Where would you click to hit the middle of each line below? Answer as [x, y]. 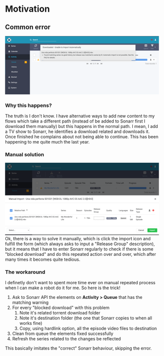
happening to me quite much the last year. [47, 142]
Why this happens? [29, 105]
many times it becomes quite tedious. [43, 259]
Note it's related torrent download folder [60, 313]
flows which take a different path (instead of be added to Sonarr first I [75, 121]
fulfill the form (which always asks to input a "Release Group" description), [80, 244]
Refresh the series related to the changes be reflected [66, 339]
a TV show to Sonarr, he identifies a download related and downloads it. [77, 132]
